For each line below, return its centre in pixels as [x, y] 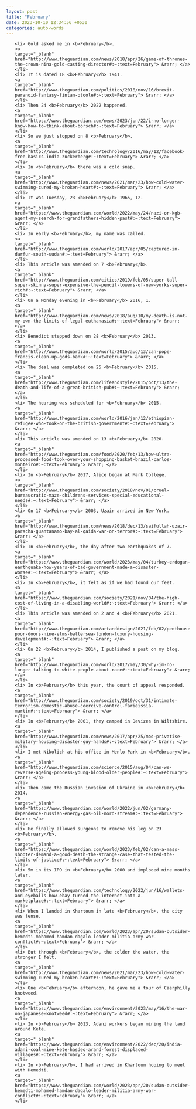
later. [23, 875]
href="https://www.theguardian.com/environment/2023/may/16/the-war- [101, 1009]
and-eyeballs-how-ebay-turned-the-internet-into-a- [79, 896]
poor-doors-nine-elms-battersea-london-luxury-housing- [84, 634]
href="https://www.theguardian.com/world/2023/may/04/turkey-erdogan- [102, 562]
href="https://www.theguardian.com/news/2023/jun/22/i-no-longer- [97, 121]
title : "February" [28, 17]
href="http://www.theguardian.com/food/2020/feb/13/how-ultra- [93, 455]
